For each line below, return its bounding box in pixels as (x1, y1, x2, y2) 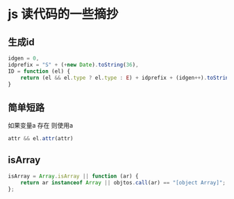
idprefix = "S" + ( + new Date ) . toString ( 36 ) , (8, 61, 139, 68)
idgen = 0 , (8, 55, 40, 62)
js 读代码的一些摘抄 (8, 6, 119, 22)
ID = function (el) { (8, 67, 71, 75)
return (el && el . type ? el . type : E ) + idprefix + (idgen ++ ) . (20, 74, 208, 81)
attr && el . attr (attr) (8, 135, 74, 142)
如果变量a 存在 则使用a (8, 121, 74, 130)
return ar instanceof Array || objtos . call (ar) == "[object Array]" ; (20, 179, 226, 186)
